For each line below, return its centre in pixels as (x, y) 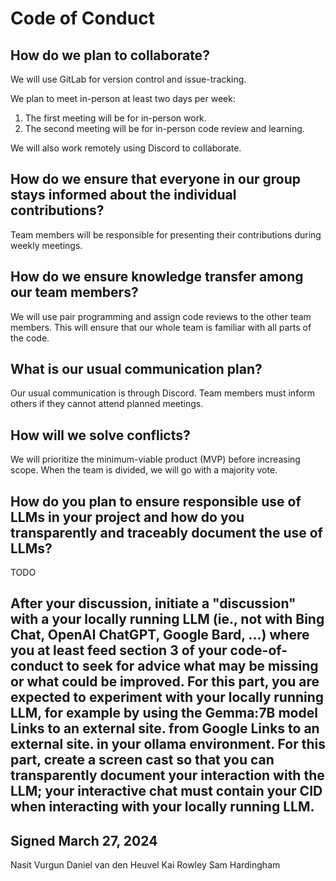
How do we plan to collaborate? (110, 55)
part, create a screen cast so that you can (142, 760)
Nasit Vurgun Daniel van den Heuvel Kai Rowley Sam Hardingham (145, 865)
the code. (30, 338)
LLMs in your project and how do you (127, 517)
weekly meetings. (46, 245)
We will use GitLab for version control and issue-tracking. (128, 79)
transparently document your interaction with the (167, 775)
